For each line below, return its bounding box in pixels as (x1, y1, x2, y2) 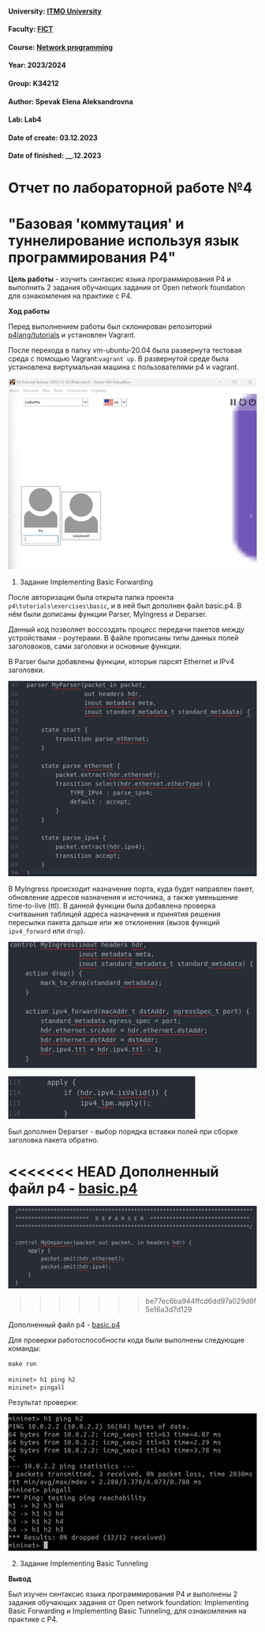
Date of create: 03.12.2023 (8, 133, 99, 142)
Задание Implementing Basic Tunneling (19, 1558, 148, 1569)
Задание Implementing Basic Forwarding (19, 577, 154, 587)
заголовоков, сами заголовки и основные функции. (8, 641, 182, 651)
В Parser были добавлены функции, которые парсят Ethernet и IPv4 (8, 656, 235, 666)
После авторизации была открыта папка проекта (8, 592, 174, 602)
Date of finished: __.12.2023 (8, 151, 102, 161)
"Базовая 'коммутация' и (8, 214, 185, 232)
